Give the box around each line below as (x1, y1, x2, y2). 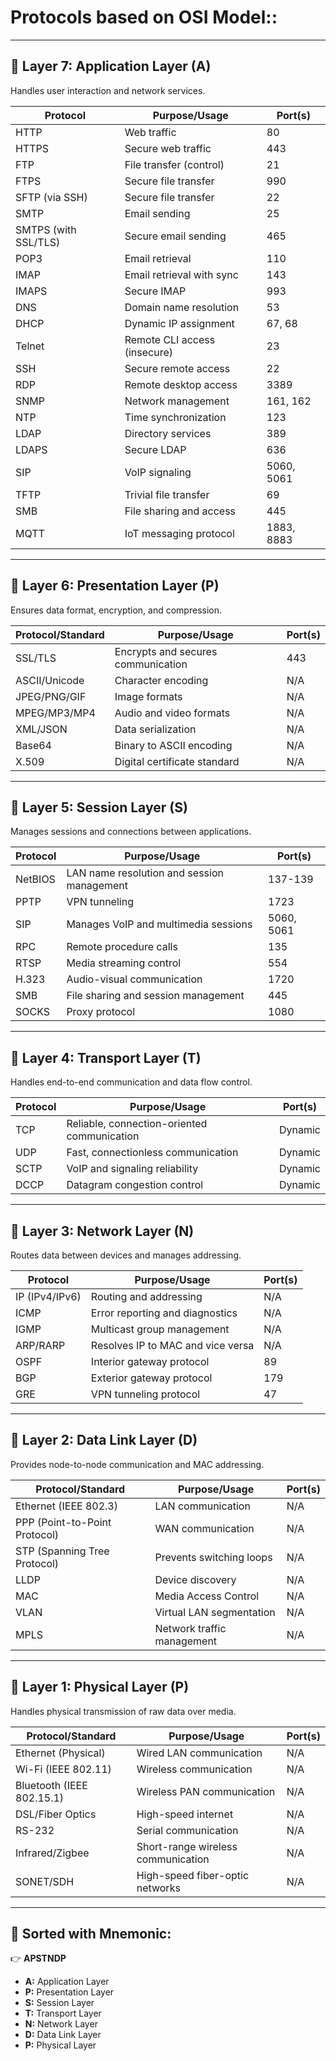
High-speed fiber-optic (136, 1868, 250, 1882)
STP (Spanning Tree (15, 1544, 110, 1558)
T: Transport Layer (24, 2007, 102, 2020)
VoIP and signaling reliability (66, 1162, 199, 1176)
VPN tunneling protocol (90, 1387, 201, 1401)
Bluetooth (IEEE (15, 1778, 88, 1792)
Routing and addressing (90, 1290, 203, 1303)
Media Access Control (154, 1589, 260, 1603)
